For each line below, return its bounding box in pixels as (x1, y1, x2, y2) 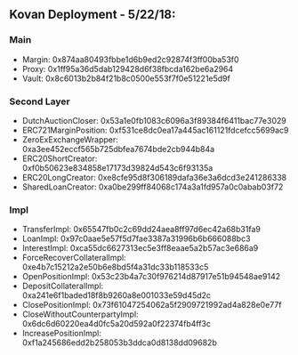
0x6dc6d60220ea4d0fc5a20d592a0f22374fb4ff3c (21, 319, 212, 329)
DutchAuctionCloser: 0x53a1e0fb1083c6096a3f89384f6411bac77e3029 (21, 115, 286, 125)
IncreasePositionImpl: (21, 328, 102, 339)
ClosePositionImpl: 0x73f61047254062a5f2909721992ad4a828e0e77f (21, 300, 282, 311)
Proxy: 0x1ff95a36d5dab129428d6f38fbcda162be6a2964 (21, 63, 234, 74)
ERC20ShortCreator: (21, 153, 98, 164)
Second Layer (9, 95, 70, 108)
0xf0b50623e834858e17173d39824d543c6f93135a (21, 162, 213, 173)
